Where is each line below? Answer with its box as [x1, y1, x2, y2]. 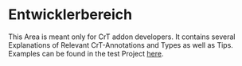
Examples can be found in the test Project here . [8, 49, 164, 58]
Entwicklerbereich [8, 6, 133, 24]
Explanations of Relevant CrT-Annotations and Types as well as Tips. [8, 40, 233, 49]
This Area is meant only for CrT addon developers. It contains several [8, 32, 236, 41]
